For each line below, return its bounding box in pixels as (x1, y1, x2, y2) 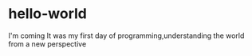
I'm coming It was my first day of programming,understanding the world (8, 31, 245, 40)
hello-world (8, 5, 88, 23)
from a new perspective (8, 39, 87, 48)
